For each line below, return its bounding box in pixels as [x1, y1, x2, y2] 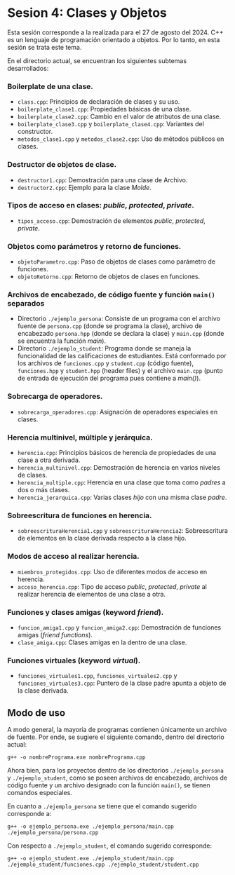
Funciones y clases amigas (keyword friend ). [7, 607, 164, 617]
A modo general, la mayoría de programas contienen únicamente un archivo [7, 726, 227, 734]
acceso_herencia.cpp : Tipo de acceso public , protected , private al [17, 582, 207, 590]
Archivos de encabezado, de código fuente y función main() [7, 290, 215, 299]
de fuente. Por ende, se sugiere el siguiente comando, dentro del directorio [7, 733, 224, 741]
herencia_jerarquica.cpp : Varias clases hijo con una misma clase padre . [17, 493, 227, 502]
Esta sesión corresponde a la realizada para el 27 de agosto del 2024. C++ [7, 28, 224, 36]
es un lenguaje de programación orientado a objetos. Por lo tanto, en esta [7, 35, 220, 43]
